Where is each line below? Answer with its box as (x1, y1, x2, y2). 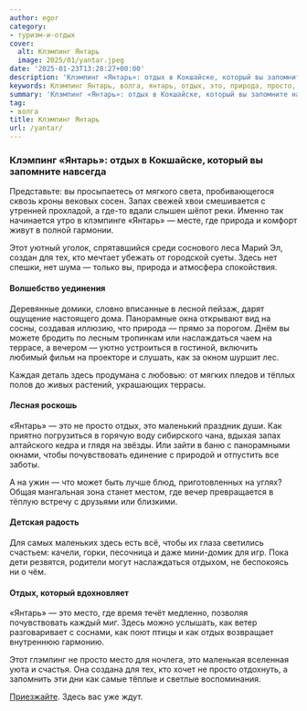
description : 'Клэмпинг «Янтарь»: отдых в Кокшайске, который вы (9, 73, 263, 82)
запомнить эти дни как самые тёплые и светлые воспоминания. (9, 674, 261, 685)
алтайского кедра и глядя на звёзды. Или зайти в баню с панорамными (9, 439, 291, 450)
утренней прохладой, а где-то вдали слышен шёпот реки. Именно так (9, 205, 284, 216)
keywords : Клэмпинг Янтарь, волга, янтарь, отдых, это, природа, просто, (9, 81, 297, 90)
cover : (9, 38, 35, 48)
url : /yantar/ (9, 124, 64, 133)
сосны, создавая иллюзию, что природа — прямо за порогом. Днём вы (9, 322, 291, 333)
